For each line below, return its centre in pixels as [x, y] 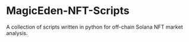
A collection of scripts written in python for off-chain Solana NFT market [94, 27]
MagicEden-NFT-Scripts [68, 11]
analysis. [17, 33]
